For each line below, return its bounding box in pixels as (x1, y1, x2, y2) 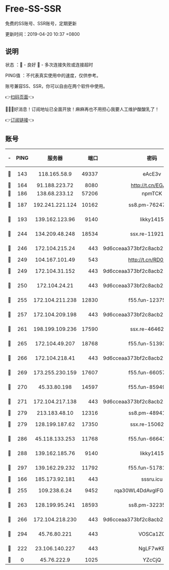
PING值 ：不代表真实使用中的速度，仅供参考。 (5, 72, 101, 78)
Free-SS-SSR (5, 3, 61, 15)
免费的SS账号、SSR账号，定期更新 (5, 20, 77, 26)
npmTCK (141, 190, 162, 197)
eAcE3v (142, 170, 161, 177)
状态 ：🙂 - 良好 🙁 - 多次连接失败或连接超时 (5, 62, 93, 68)
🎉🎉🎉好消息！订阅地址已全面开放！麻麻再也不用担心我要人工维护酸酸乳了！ (5, 106, 159, 112)
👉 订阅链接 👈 (5, 117, 34, 123)
